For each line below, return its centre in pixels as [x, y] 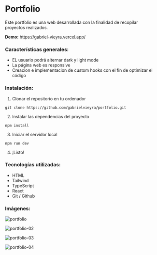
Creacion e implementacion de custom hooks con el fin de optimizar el [82, 70]
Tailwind [20, 180]
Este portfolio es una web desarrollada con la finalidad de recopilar [71, 22]
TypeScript [23, 186]
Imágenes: [18, 208]
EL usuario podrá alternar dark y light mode [55, 60]
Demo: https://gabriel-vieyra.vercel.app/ [45, 37]
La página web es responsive [41, 65]
